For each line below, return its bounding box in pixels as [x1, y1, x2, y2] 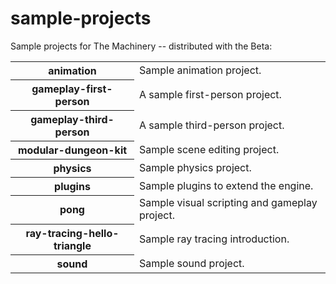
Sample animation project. [138, 63, 262, 77]
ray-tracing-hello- [25, 226, 120, 240]
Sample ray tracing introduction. [138, 232, 290, 246]
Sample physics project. [138, 160, 252, 174]
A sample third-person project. [138, 118, 285, 132]
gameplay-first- [31, 82, 113, 96]
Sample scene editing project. [138, 142, 280, 156]
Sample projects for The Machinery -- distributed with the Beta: [10, 40, 273, 52]
